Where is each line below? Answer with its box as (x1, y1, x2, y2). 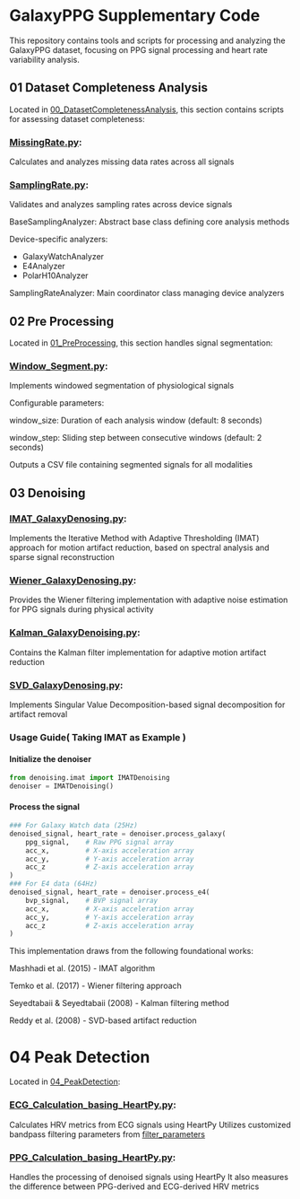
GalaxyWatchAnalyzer (21, 251, 105, 262)
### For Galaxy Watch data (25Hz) (9, 821, 139, 830)
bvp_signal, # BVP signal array (25, 896, 159, 905)
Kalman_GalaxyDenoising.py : (9, 626, 141, 639)
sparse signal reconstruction (9, 552, 115, 563)
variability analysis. (9, 54, 81, 65)
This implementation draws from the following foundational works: (9, 946, 253, 957)
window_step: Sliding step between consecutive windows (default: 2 (9, 433, 262, 443)
